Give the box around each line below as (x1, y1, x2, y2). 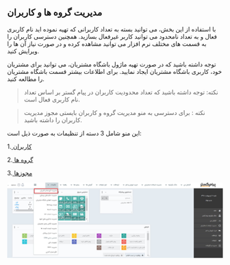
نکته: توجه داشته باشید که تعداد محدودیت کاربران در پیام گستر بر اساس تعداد (23, 88, 218, 96)
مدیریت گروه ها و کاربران (7, 7, 103, 18)
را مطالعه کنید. (7, 75, 44, 83)
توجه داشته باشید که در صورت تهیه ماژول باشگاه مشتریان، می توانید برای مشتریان (7, 60, 216, 68)
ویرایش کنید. (7, 47, 40, 55)
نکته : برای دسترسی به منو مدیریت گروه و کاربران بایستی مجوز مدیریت (23, 108, 205, 116)
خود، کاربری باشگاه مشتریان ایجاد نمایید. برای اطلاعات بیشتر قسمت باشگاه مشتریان (7, 67, 222, 75)
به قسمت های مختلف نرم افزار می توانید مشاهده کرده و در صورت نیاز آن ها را (7, 39, 207, 48)
